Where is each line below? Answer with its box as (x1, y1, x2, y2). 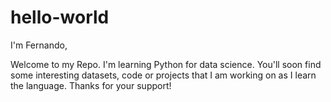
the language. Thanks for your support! (10, 79, 172, 91)
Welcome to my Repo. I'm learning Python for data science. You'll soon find (10, 58, 322, 70)
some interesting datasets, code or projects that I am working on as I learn (10, 69, 317, 81)
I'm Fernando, (10, 39, 68, 51)
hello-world (10, 6, 110, 29)
